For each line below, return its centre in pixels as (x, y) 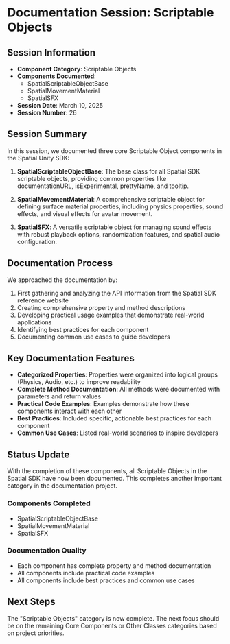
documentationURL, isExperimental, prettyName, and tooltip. (103, 186)
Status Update (38, 454)
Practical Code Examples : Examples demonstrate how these (103, 404)
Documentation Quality (47, 551)
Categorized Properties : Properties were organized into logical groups (117, 374)
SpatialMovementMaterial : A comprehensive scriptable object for (111, 199)
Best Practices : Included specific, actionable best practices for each (114, 418)
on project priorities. (36, 633)
